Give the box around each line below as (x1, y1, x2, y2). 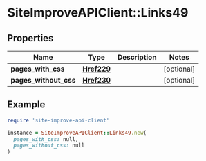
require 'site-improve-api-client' (7, 117, 110, 124)
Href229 (82, 64, 111, 74)
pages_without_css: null (13, 142, 85, 149)
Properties (7, 32, 54, 44)
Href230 (82, 76, 111, 85)
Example (7, 98, 46, 111)
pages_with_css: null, (13, 136, 79, 142)
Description (117, 53, 157, 62)
